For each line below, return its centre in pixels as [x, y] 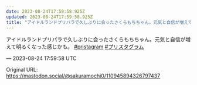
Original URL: [22, 70]
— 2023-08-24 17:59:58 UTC [42, 58]
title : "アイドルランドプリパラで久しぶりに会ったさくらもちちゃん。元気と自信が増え [97, 22]
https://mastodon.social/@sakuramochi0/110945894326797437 [83, 76]
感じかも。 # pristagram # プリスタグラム [95, 47]
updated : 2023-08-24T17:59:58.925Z [50, 17]
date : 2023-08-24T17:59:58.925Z [45, 11]
